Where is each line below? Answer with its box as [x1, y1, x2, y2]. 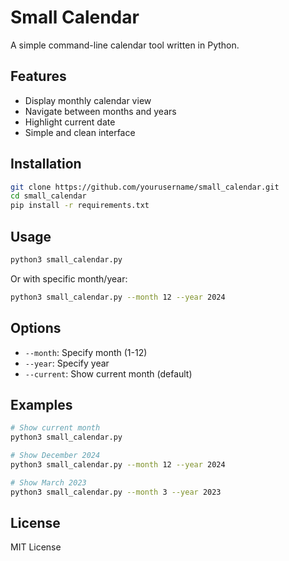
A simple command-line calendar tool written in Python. [10, 39, 240, 51]
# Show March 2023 [10, 477, 87, 488]
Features [10, 68, 67, 85]
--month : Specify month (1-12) [24, 346, 148, 358]
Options [10, 320, 62, 337]
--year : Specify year [24, 357, 110, 369]
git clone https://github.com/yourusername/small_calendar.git [10, 182, 280, 192]
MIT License [10, 541, 62, 553]
